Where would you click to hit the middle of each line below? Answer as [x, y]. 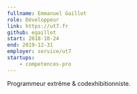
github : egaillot [32, 32]
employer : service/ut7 [39, 52]
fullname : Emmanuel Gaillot [47, 13]
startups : [21, 58]
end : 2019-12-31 [30, 45]
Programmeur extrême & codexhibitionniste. [69, 83]
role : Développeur [33, 20]
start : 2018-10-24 [33, 39]
